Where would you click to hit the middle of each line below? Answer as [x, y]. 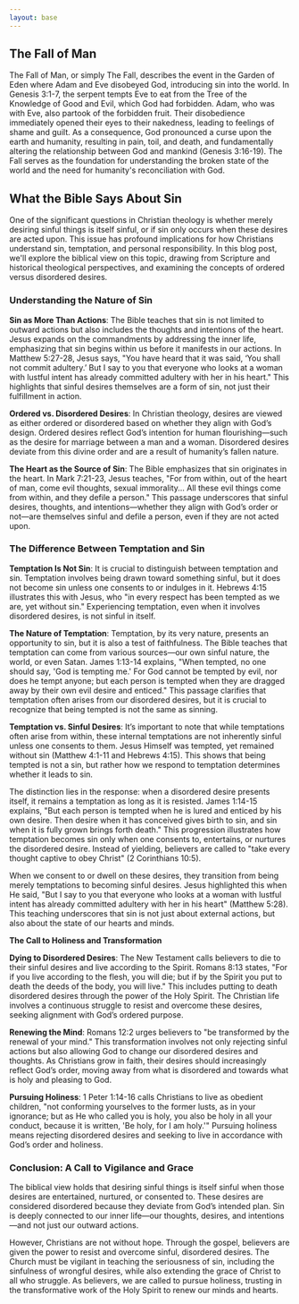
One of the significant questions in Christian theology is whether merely [141, 220]
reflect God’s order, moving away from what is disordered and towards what [149, 1070]
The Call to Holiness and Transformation [86, 940]
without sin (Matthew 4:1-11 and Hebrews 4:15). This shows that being [137, 755]
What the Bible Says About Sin [96, 198]
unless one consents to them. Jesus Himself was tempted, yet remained [142, 746]
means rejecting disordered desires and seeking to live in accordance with [146, 1135]
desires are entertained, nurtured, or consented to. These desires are [137, 1197]
